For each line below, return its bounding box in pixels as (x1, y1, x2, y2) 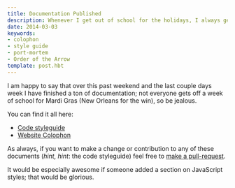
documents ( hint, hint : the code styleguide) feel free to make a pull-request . (7, 152, 226, 160)
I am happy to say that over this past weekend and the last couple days (7, 81, 212, 89)
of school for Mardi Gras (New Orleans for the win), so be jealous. (7, 96, 197, 105)
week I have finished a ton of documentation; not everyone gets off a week (7, 89, 224, 97)
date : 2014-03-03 (7, 23, 58, 30)
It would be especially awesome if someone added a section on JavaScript (7, 165, 223, 173)
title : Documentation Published (7, 10, 101, 17)
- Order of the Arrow (7, 56, 71, 63)
